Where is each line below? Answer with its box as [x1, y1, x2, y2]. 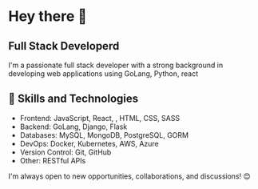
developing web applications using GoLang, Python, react [8, 69, 198, 78]
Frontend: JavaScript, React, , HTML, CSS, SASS [19, 113, 181, 123]
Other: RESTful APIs [19, 155, 86, 165]
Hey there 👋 [8, 7, 88, 26]
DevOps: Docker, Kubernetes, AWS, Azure [19, 139, 160, 148]
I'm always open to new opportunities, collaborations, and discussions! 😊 [8, 171, 252, 181]
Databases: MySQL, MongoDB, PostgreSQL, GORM [19, 130, 189, 139]
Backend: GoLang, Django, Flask [19, 122, 128, 131]
